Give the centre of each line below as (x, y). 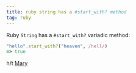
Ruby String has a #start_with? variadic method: (68, 35)
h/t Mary (17, 63)
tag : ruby (19, 18)
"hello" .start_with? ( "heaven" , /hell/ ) (57, 46)
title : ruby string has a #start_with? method (66, 12)
